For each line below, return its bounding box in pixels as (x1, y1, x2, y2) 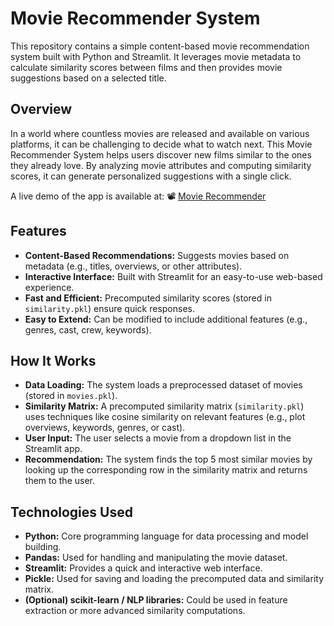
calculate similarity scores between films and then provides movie (10, 61, 283, 73)
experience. (24, 281, 75, 293)
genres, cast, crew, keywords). (24, 323, 152, 336)
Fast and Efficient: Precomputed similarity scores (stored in (24, 292, 272, 304)
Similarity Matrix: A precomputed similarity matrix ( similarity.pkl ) (24, 400, 305, 412)
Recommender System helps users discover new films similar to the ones (10, 148, 312, 161)
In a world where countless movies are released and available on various (10, 127, 310, 139)
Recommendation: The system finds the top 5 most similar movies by (24, 453, 313, 466)
